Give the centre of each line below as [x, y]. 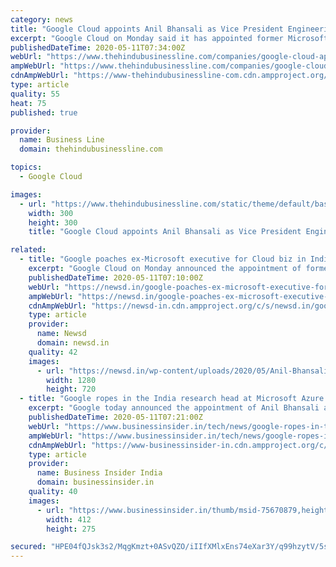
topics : [26, 167]
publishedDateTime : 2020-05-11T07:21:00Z [115, 417]
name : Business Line [62, 140]
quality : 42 [53, 352]
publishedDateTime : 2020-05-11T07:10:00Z [115, 277]
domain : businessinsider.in [95, 482]
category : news [42, 19]
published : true [44, 112]
